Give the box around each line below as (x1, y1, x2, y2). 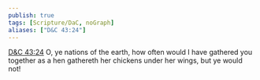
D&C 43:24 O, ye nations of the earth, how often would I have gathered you (8, 48, 253, 57)
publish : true (8, 11, 55, 20)
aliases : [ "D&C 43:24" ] (8, 26, 87, 34)
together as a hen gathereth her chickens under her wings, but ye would (8, 56, 243, 65)
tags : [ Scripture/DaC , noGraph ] (8, 19, 114, 27)
